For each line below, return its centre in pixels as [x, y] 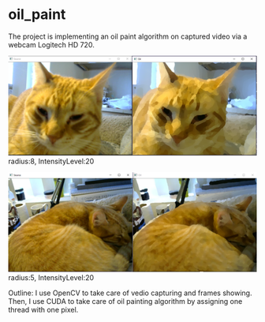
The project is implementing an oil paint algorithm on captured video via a [128, 36]
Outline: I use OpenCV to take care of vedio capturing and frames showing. [130, 293]
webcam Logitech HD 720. [51, 44]
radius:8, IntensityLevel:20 [51, 161]
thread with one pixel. [43, 309]
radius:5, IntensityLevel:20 [51, 277]
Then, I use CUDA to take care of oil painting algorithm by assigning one [125, 301]
